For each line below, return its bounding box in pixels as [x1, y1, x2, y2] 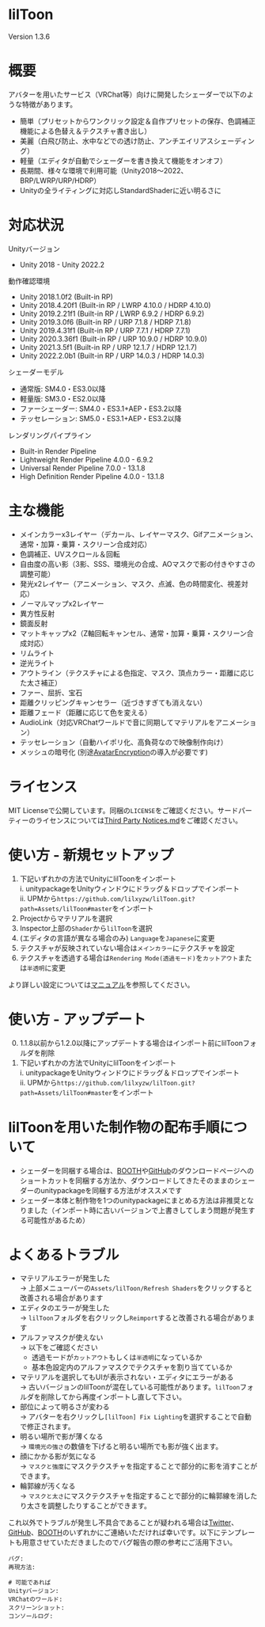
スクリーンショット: [8, 1604, 65, 1612]
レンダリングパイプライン [8, 430, 92, 440]
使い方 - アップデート [8, 1010, 146, 1028]
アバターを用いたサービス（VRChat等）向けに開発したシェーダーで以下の [8, 89, 248, 99]
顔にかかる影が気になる [19, 1451, 97, 1462]
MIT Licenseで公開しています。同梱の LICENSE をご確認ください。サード [8, 805, 239, 815]
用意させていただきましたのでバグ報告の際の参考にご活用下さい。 [21, 1538, 237, 1547]
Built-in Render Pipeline [19, 446, 97, 456]
